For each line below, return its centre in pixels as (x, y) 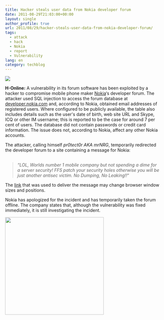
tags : (11, 33)
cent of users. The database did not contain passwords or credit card (76, 125)
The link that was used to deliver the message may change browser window (82, 185)
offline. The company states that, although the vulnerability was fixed (75, 205)
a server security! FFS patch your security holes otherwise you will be (88, 170)
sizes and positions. (25, 190)
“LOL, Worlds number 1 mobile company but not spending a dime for (87, 165)
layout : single (21, 19)
